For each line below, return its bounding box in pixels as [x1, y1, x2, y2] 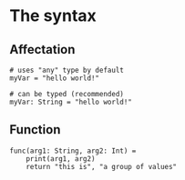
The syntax [9, 5, 98, 26]
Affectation [9, 42, 76, 57]
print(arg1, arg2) [26, 154, 96, 164]
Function [9, 122, 61, 137]
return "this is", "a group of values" [26, 162, 178, 171]
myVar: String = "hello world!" [9, 97, 132, 106]
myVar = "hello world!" [9, 74, 100, 83]
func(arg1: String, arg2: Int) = [9, 146, 137, 155]
